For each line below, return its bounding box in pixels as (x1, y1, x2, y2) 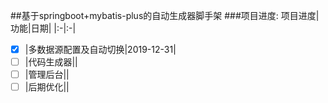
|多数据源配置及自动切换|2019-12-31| (24, 44, 177, 55)
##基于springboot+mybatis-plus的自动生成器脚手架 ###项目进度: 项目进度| (10, 10, 320, 21)
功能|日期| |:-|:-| (10, 22, 77, 34)
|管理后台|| (24, 69, 70, 81)
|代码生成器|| (24, 56, 78, 68)
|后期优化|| (24, 81, 70, 93)
